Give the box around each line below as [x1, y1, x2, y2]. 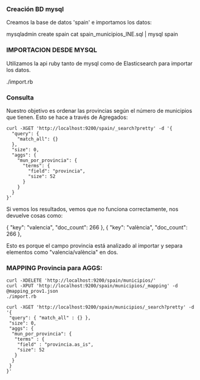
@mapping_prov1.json [6, 289, 59, 295]
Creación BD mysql [6, 5, 64, 13]
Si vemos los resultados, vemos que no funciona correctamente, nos [6, 205, 179, 212]
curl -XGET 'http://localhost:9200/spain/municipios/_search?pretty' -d [6, 304, 195, 310]
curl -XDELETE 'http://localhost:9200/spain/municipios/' [6, 278, 156, 284]
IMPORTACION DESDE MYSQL [6, 46, 97, 54]
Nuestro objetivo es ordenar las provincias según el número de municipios [6, 107, 193, 114]
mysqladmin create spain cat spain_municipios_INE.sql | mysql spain [6, 30, 178, 38]
